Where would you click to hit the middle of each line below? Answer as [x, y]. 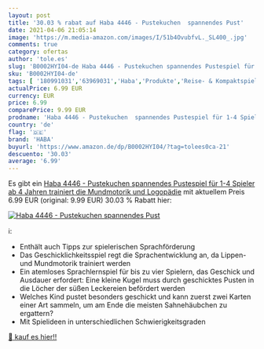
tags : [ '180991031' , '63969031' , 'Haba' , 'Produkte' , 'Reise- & [110, 81]
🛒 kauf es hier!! [33, 337]
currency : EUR [31, 96]
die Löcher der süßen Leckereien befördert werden [103, 289]
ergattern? [36, 314]
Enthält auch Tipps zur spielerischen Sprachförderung [107, 247]
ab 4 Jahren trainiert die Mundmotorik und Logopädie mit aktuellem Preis [126, 192]
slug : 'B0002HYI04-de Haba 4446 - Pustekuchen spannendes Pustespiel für [132, 67]
